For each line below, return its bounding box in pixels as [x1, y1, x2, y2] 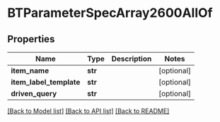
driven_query [11, 89, 57, 98]
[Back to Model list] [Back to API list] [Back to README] [7, 107, 170, 115]
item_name [11, 66, 50, 75]
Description [111, 54, 152, 63]
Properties [7, 33, 55, 45]
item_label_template [11, 78, 81, 87]
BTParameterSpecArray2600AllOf [7, 5, 213, 21]
